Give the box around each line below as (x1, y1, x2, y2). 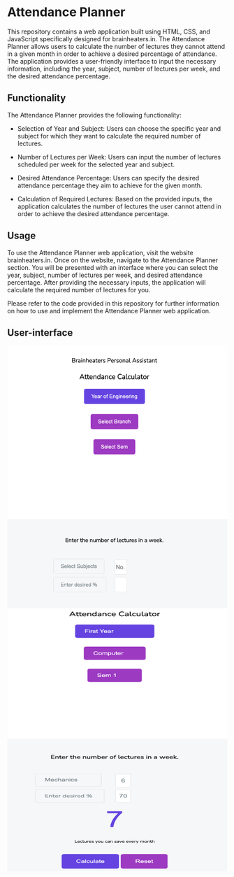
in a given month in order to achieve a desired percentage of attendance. (7, 50, 218, 58)
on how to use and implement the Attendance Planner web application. (7, 306, 211, 315)
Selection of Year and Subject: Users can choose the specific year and (17, 124, 221, 133)
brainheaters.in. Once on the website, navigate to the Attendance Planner (7, 256, 219, 264)
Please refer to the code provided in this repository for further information (7, 299, 220, 308)
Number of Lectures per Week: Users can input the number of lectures (17, 152, 221, 161)
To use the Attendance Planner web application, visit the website (7, 248, 193, 257)
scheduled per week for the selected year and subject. (17, 160, 175, 169)
